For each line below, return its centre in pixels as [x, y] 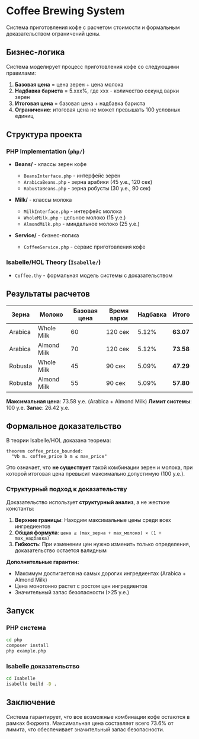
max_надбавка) [32, 538]
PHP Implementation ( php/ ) [46, 151]
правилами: [21, 73]
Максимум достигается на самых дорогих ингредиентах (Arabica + [100, 573]
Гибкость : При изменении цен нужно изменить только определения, [102, 544]
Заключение [31, 703]
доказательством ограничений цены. [53, 33]
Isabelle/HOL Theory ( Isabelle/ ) [54, 262]
